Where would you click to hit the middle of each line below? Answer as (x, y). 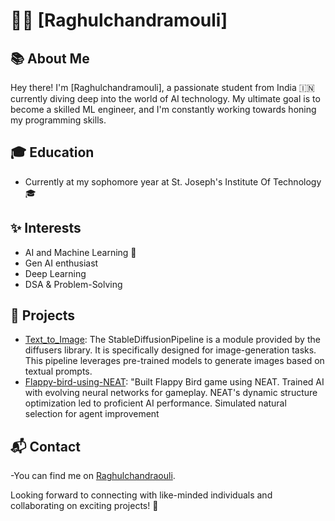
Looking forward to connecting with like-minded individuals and (141, 495)
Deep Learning (55, 273)
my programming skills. (58, 120)
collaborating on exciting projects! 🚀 (84, 506)
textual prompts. (58, 371)
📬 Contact (45, 446)
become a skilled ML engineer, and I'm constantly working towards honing (163, 109)
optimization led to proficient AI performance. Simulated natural (155, 403)
